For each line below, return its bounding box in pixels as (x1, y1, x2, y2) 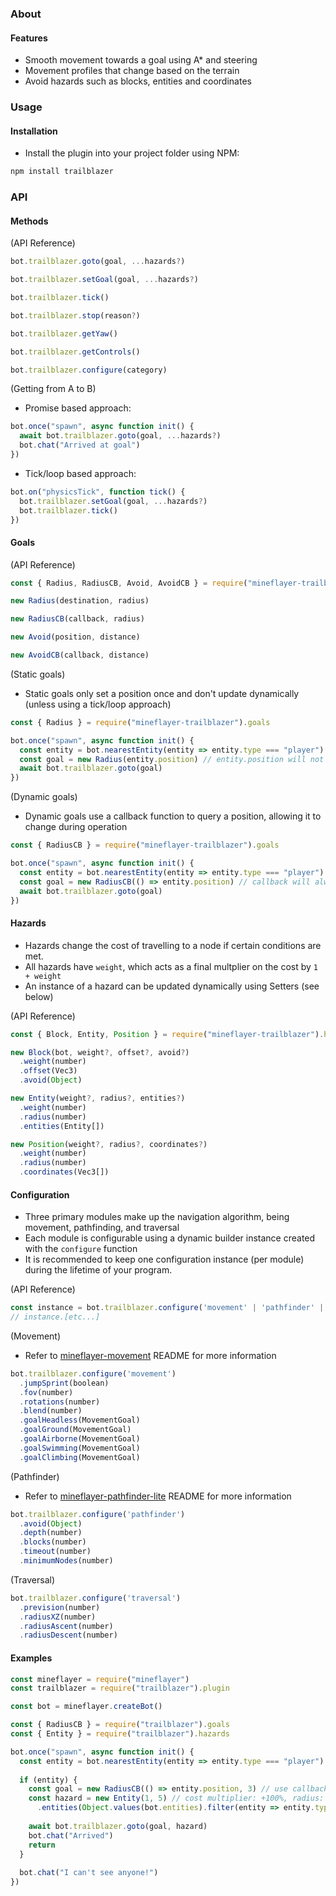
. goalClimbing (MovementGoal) (19, 1452, 141, 1462)
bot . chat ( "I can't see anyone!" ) (19, 1868, 159, 1878)
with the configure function (24, 1243, 138, 1255)
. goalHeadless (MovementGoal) (19, 1415, 141, 1426)
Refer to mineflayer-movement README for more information (24, 1349, 277, 1361)
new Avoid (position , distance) (10, 632, 141, 642)
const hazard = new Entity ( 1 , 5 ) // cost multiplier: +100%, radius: (28, 1793, 325, 1804)
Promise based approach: (24, 402, 132, 414)
